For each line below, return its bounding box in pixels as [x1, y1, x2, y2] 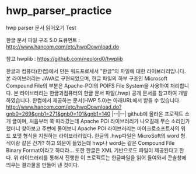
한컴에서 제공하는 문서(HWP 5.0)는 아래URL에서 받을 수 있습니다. [32, 96, 181, 103]
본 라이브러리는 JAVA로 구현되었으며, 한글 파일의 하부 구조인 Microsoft [6, 75, 167, 82]
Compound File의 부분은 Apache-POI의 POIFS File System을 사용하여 [6, 82, 169, 89]
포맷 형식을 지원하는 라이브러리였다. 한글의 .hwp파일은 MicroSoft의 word [12, 132, 180, 139]
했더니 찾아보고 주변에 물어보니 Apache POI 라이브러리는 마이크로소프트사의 [6, 124, 180, 132]
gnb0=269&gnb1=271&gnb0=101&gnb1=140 [6, 110, 111, 117]
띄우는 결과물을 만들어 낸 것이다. [6, 161, 80, 168]
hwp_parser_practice [6, 4, 112, 18]
